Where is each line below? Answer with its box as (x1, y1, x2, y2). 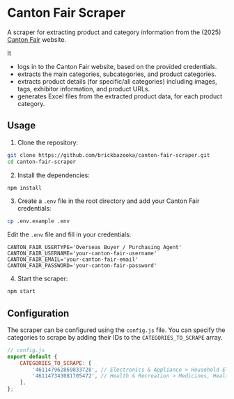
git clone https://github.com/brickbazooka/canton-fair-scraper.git (7, 151, 210, 158)
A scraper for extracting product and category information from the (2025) (7, 28, 221, 36)
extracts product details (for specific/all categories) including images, (17, 77, 217, 85)
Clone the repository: (17, 138, 79, 146)
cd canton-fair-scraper (7, 158, 77, 165)
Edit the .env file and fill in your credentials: (7, 230, 132, 239)
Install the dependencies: (17, 171, 91, 179)
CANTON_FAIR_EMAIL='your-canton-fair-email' (7, 256, 139, 263)
